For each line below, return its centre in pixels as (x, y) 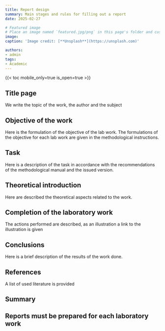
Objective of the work (39, 120)
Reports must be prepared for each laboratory (77, 316)
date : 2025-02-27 (23, 19)
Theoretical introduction (43, 185)
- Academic (16, 64)
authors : (14, 50)
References (23, 272)
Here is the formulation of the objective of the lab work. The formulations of (82, 132)
